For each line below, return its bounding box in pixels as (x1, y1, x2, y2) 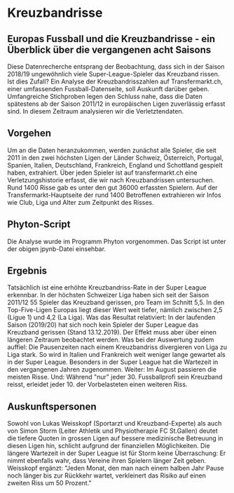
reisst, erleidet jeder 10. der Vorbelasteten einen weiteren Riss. (7, 380, 188, 389)
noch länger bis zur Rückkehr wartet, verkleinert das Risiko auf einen (7, 471, 207, 480)
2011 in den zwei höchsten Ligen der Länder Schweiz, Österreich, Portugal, (7, 153, 224, 162)
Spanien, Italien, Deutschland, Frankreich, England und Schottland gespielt (7, 161, 223, 169)
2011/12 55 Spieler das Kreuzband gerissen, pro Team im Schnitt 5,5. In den (7, 298, 225, 306)
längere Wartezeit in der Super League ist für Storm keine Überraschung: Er (7, 449, 226, 457)
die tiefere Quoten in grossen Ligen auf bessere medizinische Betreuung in (7, 434, 223, 443)
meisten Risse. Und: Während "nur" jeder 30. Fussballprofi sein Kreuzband (7, 373, 223, 381)
